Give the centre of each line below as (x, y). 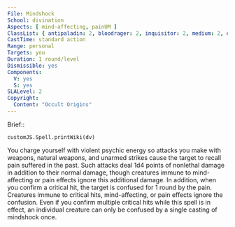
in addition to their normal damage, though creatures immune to (99, 173)
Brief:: (16, 124)
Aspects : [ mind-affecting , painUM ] (62, 27)
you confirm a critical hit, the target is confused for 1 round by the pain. (109, 187)
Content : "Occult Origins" (53, 105)
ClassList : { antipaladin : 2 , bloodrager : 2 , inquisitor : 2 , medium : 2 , (115, 33)
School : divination (36, 20)
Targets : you (26, 53)
